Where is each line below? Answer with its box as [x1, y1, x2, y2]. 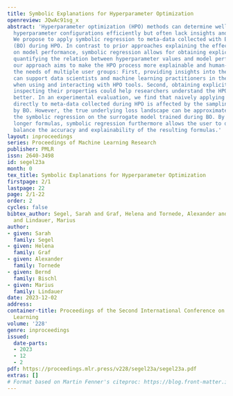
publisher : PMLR [7, 146, 54, 153]
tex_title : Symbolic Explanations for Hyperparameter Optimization [7, 172, 207, 179]
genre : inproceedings [7, 327, 70, 333]
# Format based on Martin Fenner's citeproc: [7, 378, 141, 386]
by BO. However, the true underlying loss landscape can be [13, 107, 191, 114]
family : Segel [13, 236, 54, 243]
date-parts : [13, 340, 49, 347]
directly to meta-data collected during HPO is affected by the [13, 101, 203, 108]
